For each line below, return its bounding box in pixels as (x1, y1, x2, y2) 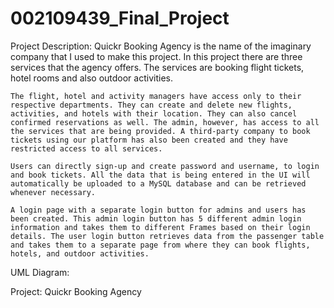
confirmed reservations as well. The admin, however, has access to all (10, 117, 320, 127)
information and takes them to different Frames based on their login (10, 222, 311, 232)
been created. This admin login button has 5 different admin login (10, 213, 302, 224)
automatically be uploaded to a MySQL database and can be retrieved (10, 178, 307, 189)
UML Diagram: (10, 266, 70, 278)
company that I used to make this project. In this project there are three (10, 50, 303, 62)
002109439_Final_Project (10, 7, 230, 30)
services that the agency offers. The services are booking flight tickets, (10, 61, 305, 73)
